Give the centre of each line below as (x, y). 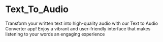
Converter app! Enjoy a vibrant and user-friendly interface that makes (78, 28)
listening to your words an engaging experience (55, 34)
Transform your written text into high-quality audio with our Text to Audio (82, 23)
